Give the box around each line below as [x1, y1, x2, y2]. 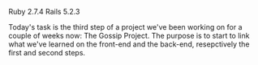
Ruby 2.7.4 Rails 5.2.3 [8, 7, 80, 16]
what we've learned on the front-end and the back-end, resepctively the [8, 39, 250, 49]
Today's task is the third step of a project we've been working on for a [8, 22, 243, 31]
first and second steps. [8, 48, 86, 57]
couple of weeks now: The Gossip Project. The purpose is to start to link [8, 31, 250, 40]
